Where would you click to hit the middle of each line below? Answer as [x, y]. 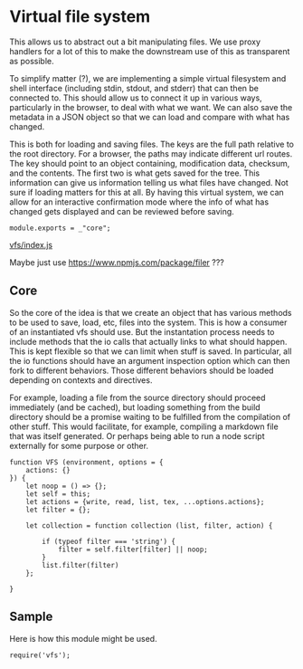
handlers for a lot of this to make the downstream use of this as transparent [150, 51]
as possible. [32, 61]
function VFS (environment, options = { [87, 462]
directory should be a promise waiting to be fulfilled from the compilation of [150, 416]
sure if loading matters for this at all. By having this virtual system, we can [147, 192]
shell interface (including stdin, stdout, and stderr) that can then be [134, 88]
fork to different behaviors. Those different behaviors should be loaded [142, 370]
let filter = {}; [58, 510]
